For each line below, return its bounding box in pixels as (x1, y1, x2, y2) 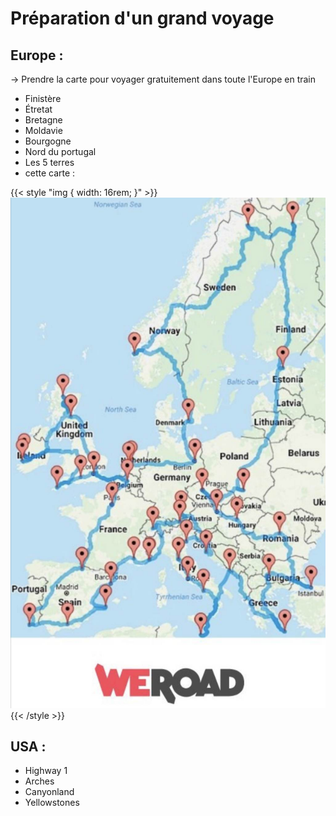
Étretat (24, 103, 53, 115)
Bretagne (24, 114, 63, 126)
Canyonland (24, 786, 75, 798)
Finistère (24, 93, 62, 104)
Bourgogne (24, 135, 72, 147)
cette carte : (24, 167, 76, 179)
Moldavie (24, 125, 63, 136)
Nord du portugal (24, 146, 97, 157)
